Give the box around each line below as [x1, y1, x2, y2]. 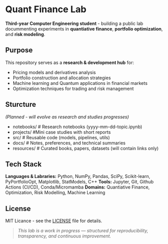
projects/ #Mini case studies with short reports [12, 129, 111, 135]
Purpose [5, 46, 33, 54]
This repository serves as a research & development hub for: [5, 59, 134, 66]
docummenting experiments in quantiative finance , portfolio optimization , [5, 25, 163, 32]
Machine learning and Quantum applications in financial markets [12, 80, 148, 86]
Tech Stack [5, 160, 42, 168]
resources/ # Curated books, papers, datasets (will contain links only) [12, 145, 159, 151]
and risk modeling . [5, 31, 46, 37]
